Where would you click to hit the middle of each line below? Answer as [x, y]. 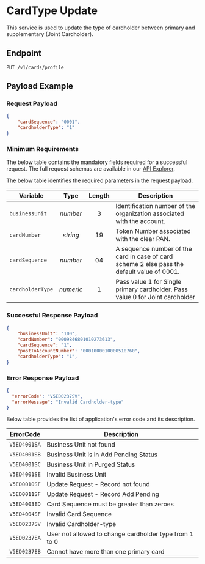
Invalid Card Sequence [79, 514]
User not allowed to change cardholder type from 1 [120, 534]
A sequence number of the [154, 249]
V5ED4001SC [25, 465]
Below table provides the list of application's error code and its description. [101, 419]
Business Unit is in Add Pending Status [102, 455]
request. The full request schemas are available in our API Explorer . [91, 169]
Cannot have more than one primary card [106, 552]
